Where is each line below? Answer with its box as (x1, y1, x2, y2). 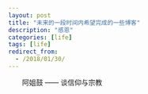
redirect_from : (8, 48, 59, 56)
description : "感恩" (8, 26, 74, 34)
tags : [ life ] (8, 41, 51, 49)
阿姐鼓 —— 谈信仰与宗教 (22, 78, 103, 87)
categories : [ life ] (8, 33, 73, 42)
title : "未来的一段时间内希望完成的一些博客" (8, 19, 141, 27)
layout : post (8, 11, 51, 20)
